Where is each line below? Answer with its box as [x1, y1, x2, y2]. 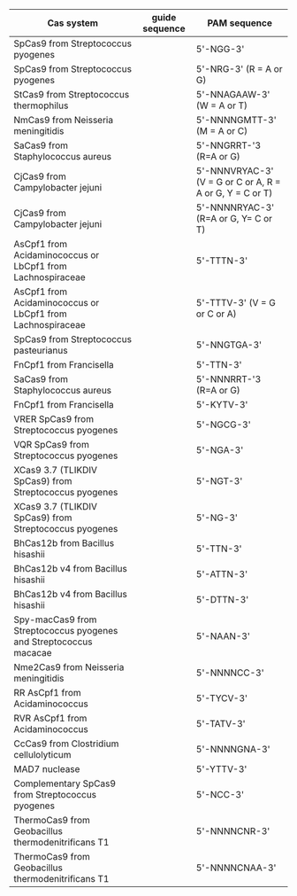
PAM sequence [207, 17, 272, 29]
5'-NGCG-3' [195, 418, 251, 431]
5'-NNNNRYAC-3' [195, 201, 275, 214]
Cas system [47, 17, 99, 29]
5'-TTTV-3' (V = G [195, 297, 276, 308]
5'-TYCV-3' [195, 692, 248, 704]
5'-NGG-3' [195, 43, 245, 55]
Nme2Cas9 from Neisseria [13, 661, 125, 673]
